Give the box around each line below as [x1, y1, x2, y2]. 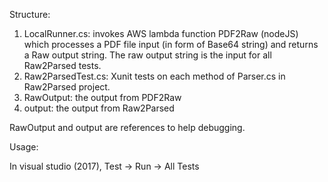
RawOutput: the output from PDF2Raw [23, 92, 182, 103]
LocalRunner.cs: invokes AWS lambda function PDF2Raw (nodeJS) [23, 28, 299, 39]
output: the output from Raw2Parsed [23, 102, 175, 114]
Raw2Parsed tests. [23, 60, 102, 71]
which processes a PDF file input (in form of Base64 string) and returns [23, 39, 319, 50]
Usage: [9, 141, 39, 153]
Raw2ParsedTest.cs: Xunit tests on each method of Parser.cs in [23, 70, 286, 82]
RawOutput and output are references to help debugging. [9, 122, 246, 133]
